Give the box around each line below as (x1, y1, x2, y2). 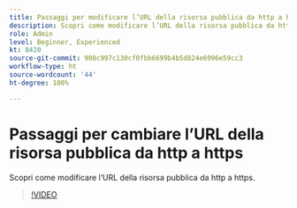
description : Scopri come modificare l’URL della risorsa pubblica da (9, 21, 275, 30)
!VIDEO (30, 189, 57, 199)
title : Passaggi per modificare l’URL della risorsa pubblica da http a (9, 12, 283, 22)
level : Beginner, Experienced (9, 37, 121, 47)
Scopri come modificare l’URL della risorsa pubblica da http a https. (9, 172, 255, 182)
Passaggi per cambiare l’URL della (9, 124, 265, 144)
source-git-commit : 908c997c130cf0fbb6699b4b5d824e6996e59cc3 (9, 54, 243, 63)
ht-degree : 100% (9, 78, 69, 87)
